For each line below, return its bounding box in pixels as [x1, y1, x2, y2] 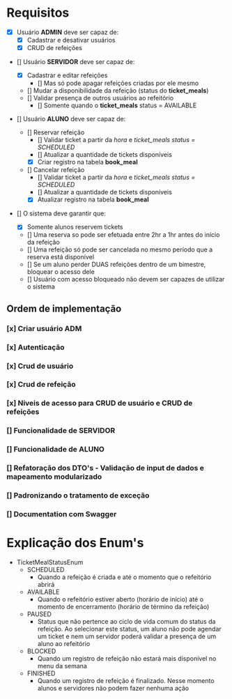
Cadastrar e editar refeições [26, 71, 108, 79]
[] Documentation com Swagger [6, 509, 117, 519]
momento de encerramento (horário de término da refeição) [37, 602, 210, 610]
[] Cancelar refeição [26, 166, 85, 174]
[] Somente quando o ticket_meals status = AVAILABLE [37, 101, 197, 109]
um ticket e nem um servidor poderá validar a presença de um [37, 632, 217, 640]
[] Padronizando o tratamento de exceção [6, 491, 150, 500]
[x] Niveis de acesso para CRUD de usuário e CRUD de [6, 399, 193, 408]
